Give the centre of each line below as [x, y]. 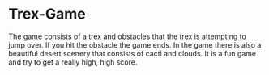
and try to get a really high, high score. [73, 62]
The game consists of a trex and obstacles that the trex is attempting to [128, 36]
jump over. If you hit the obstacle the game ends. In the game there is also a [135, 44]
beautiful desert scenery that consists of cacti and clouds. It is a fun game [132, 53]
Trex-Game [47, 14]
